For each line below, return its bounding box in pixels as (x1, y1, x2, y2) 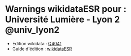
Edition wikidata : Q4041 (12, 40, 62, 46)
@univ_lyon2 (5, 25, 60, 35)
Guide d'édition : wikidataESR (12, 46, 72, 52)
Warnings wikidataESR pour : (5, 3, 127, 15)
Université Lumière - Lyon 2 (5, 14, 120, 25)
